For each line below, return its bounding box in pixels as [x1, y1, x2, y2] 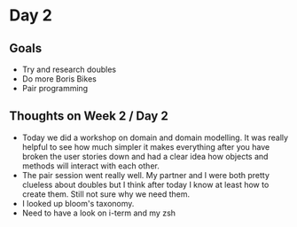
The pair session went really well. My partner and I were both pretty [21, 169, 270, 180]
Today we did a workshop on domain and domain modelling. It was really [21, 132, 289, 143]
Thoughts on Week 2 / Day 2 [9, 108, 168, 124]
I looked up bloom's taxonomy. [21, 198, 135, 208]
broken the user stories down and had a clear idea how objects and [21, 151, 269, 161]
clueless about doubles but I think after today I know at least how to [21, 179, 270, 190]
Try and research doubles [21, 64, 117, 74]
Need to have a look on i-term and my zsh [21, 207, 176, 218]
